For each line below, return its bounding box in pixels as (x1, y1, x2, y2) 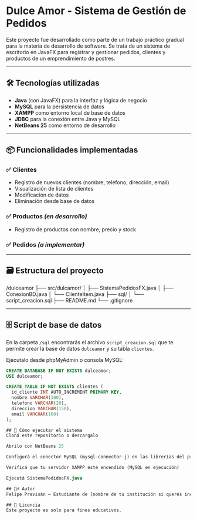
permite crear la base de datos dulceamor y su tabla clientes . (6, 345, 154, 352)
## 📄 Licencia (6, 502, 41, 508)
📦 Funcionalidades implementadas (6, 145, 138, 155)
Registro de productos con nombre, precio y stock (14, 225, 137, 233)
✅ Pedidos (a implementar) (6, 240, 85, 248)
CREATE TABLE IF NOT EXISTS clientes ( (6, 384, 104, 390)
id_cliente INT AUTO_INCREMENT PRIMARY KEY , (11, 390, 122, 395)
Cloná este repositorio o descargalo (6, 432, 98, 439)
